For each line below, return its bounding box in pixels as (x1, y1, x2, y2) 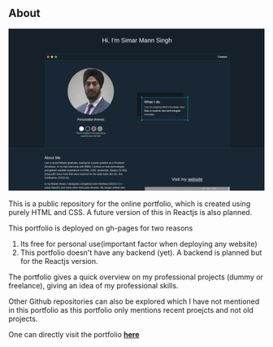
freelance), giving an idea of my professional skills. (8, 281, 179, 291)
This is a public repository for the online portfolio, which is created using (8, 199, 251, 209)
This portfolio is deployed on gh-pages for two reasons (8, 223, 193, 233)
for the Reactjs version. (19, 257, 99, 266)
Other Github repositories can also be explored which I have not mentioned (8, 296, 260, 306)
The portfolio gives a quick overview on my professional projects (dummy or (8, 272, 264, 282)
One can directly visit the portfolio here (8, 330, 140, 340)
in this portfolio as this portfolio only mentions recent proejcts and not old (8, 305, 254, 315)
